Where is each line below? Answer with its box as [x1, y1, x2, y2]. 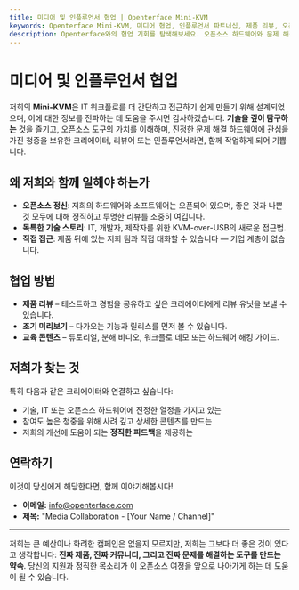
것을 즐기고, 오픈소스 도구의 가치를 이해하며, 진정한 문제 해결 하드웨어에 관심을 [18, 124, 289, 134]
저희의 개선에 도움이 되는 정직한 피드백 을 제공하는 [21, 426, 194, 437]
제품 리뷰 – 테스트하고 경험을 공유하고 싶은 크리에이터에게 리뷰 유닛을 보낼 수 [21, 298, 287, 309]
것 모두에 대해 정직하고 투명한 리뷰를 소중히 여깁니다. [21, 211, 206, 222]
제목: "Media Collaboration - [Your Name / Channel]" [21, 511, 215, 521]
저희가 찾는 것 [9, 360, 80, 376]
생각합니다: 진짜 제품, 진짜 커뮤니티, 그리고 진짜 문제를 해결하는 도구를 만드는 [18, 549, 282, 560]
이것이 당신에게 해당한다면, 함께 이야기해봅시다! [9, 481, 174, 491]
